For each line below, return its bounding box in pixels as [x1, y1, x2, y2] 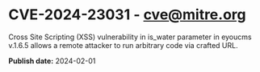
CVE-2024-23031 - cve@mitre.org [8, 6, 246, 24]
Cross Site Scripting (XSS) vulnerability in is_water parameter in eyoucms [8, 32, 252, 42]
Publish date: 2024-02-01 [8, 56, 96, 66]
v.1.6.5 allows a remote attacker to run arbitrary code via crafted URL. [8, 40, 238, 50]
